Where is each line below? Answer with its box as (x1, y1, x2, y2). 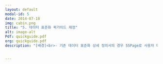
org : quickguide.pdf (5, 39, 47, 44)
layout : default (5, 7, 38, 12)
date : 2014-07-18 (5, 16, 40, 21)
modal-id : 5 (5, 12, 29, 16)
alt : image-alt (5, 30, 36, 34)
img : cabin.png (5, 20, 36, 26)
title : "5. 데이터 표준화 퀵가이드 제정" (5, 25, 78, 30)
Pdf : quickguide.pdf (5, 34, 47, 39)
